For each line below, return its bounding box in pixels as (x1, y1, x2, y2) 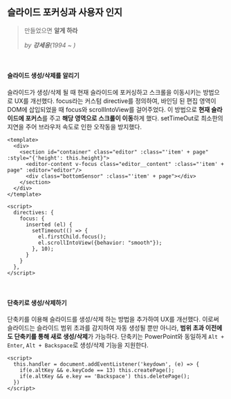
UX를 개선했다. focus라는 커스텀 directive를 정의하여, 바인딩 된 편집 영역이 (14, 97, 216, 105)
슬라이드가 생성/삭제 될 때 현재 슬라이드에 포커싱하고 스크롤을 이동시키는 (7, 89, 202, 97)
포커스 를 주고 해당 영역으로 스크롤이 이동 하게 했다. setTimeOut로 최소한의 (25, 114, 223, 122)
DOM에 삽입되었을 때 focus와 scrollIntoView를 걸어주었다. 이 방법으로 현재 (7, 106, 210, 114)
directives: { (13, 210, 54, 216)
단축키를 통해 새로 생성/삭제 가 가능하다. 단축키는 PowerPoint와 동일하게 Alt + (14, 333, 225, 341)
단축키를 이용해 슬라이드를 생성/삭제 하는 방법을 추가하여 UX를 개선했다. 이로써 (7, 315, 219, 324)
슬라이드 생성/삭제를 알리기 (7, 71, 80, 80)
